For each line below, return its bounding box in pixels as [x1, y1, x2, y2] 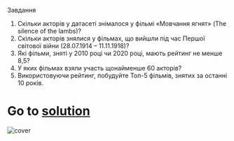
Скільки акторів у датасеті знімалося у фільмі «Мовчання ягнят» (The [17, 20, 227, 27]
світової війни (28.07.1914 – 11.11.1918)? [17, 42, 130, 50]
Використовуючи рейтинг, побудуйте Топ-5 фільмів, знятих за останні [17, 71, 228, 80]
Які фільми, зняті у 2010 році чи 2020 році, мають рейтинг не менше [17, 49, 223, 57]
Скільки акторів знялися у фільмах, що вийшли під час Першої [17, 34, 205, 43]
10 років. [17, 79, 44, 87]
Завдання [7, 6, 36, 14]
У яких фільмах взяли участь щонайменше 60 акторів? [17, 64, 182, 72]
